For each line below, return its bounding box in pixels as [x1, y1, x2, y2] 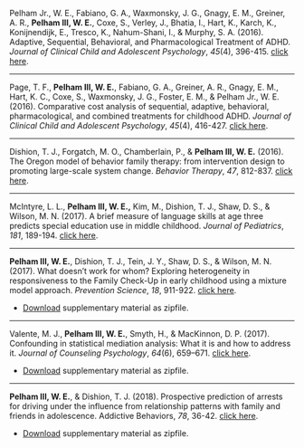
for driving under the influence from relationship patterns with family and [9, 401, 280, 411]
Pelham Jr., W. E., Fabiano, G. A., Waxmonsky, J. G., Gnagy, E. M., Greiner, [9, 8, 286, 18]
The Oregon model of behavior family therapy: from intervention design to [9, 156, 285, 167]
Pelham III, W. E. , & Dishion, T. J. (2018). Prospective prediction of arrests [9, 391, 283, 402]
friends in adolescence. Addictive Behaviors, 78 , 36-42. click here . [9, 411, 259, 421]
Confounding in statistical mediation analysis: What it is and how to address [9, 338, 291, 348]
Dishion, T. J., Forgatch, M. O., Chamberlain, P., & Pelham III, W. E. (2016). [9, 147, 284, 157]
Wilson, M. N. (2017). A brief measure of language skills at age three [9, 211, 264, 221]
